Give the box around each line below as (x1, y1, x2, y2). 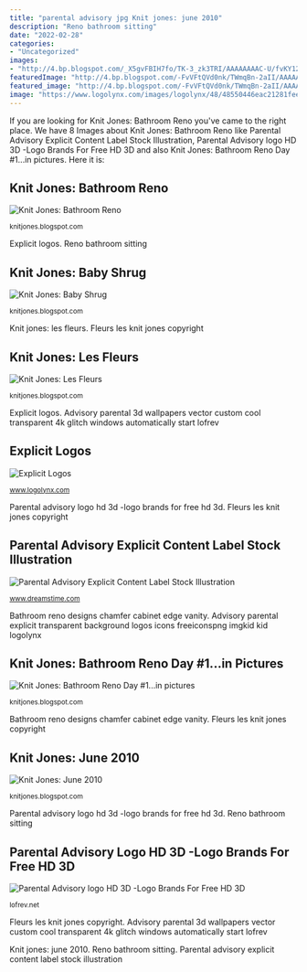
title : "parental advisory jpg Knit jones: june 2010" (9, 13, 223, 23)
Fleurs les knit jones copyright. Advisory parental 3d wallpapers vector (9, 916, 276, 927)
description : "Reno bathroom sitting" (9, 22, 157, 31)
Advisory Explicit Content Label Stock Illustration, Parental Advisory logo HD (9, 134, 297, 145)
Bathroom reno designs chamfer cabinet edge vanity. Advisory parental (9, 610, 279, 621)
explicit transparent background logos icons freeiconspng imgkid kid (9, 619, 268, 631)
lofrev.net (9, 901, 39, 910)
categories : (9, 38, 55, 48)
